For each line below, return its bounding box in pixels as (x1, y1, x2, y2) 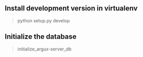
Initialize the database (5, 33, 77, 41)
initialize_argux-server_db (17, 46, 72, 52)
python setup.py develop (17, 17, 70, 23)
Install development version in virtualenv (5, 4, 138, 13)
